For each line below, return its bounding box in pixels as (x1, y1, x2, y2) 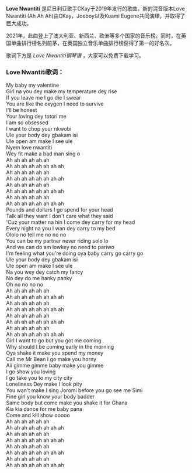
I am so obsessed (6, 119, 48, 126)
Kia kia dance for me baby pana (6, 406, 83, 413)
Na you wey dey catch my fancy (6, 268, 83, 275)
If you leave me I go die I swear (6, 94, 81, 101)
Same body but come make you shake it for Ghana (6, 399, 128, 406)
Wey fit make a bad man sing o (6, 150, 81, 157)
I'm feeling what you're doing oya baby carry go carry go (6, 250, 144, 257)
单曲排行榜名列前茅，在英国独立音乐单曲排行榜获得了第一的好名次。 (11, 40, 175, 46)
